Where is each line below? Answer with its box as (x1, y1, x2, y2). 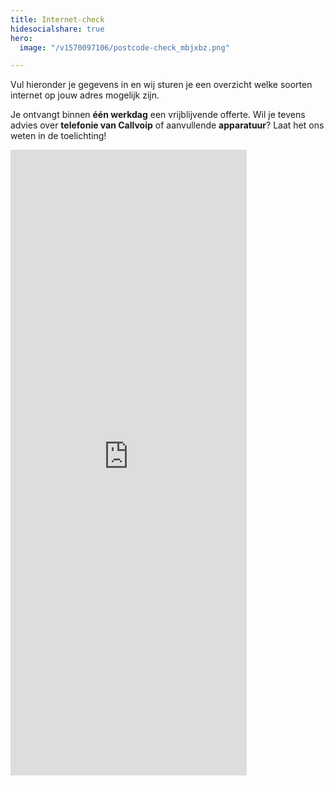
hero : (10, 33, 33, 43)
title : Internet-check (10, 14, 105, 25)
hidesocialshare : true (10, 24, 105, 34)
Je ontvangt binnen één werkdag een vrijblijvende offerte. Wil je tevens (10, 109, 306, 121)
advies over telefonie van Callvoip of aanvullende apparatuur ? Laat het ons (10, 119, 325, 131)
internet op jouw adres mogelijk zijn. (10, 89, 160, 101)
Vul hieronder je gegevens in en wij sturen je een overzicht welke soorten (10, 79, 313, 91)
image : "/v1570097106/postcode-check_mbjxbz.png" (19, 42, 230, 53)
